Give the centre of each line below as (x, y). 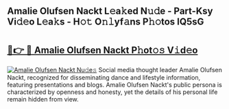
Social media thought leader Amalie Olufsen (160, 70)
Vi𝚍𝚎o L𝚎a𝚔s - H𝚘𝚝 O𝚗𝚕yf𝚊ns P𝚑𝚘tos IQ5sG (106, 22)
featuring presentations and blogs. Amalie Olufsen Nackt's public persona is (115, 85)
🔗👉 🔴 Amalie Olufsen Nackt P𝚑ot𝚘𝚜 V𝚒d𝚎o (103, 50)
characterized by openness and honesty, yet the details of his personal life (112, 92)
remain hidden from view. (43, 99)
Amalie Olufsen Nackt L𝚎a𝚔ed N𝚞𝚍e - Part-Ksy (110, 11)
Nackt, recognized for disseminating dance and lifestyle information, (104, 77)
